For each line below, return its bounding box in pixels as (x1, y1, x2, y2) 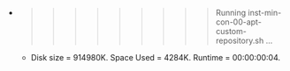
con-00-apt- (215, 17, 263, 27)
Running (215, 8, 247, 18)
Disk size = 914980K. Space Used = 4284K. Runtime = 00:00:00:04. (30, 53, 281, 62)
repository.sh (215, 35, 264, 46)
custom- (215, 26, 248, 36)
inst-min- (247, 8, 282, 18)
